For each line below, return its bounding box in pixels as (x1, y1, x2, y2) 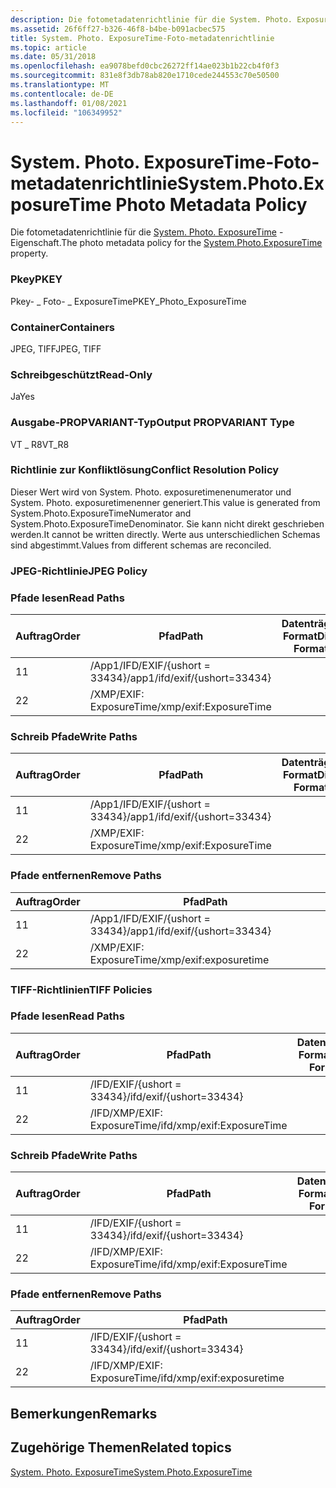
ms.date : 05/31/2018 (10, 52, 97, 62)
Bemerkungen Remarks (10, 1405, 158, 1422)
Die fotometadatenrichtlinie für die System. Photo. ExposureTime (10, 226, 277, 238)
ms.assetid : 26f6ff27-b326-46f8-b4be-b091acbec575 (10, 24, 226, 34)
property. (10, 247, 49, 260)
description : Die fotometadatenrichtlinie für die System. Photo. (10, 14, 293, 25)
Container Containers (10, 320, 115, 334)
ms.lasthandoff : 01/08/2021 (10, 98, 128, 108)
